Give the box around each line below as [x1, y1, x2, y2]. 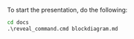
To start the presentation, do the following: [7, 6, 128, 14]
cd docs [7, 19, 30, 26]
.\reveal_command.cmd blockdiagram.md [7, 25, 118, 32]
